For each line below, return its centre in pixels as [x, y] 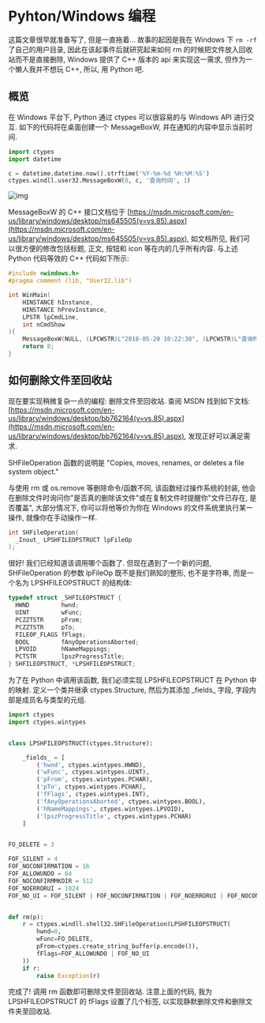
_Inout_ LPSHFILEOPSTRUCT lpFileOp [74, 540]
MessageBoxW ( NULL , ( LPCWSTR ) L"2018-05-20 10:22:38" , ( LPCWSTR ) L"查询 [138, 339]
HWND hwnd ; [47, 605]
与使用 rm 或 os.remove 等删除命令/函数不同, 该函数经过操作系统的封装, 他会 [132, 487]
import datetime [35, 159]
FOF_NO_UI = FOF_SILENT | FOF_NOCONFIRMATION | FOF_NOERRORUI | [116, 896]
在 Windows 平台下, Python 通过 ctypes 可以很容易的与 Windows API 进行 [128, 117]
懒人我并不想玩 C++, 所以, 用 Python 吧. [79, 69]
